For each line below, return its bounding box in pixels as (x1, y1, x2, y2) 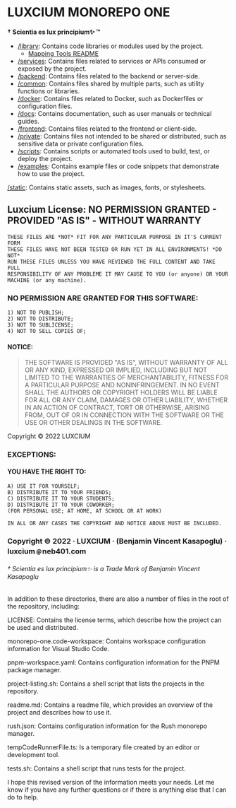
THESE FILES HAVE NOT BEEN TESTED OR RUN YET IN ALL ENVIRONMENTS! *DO (7, 245, 222, 253)
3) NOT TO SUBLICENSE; (7, 322, 74, 329)
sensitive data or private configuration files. (17, 139, 144, 148)
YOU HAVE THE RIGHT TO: (7, 467, 87, 476)
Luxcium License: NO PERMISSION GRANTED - (7, 204, 217, 216)
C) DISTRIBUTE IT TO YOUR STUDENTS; (7, 496, 115, 503)
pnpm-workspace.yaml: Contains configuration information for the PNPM (7, 658, 220, 667)
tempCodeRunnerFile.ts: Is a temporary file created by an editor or (7, 743, 200, 751)
